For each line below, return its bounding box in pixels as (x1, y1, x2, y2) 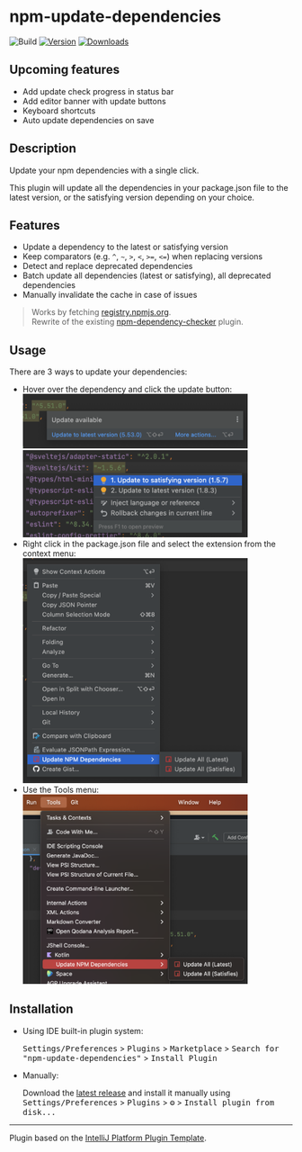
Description (9, 141, 76, 157)
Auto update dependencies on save (22, 114, 155, 125)
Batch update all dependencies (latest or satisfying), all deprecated (22, 270, 271, 281)
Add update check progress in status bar (22, 85, 174, 96)
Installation (9, 1002, 74, 1017)
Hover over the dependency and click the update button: (22, 384, 233, 395)
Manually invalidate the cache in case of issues (22, 290, 198, 301)
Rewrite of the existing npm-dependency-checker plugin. (31, 317, 244, 328)
